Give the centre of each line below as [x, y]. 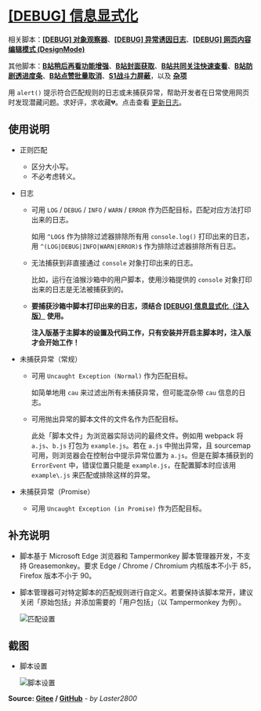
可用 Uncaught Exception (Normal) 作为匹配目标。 [111, 376]
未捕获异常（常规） [51, 359]
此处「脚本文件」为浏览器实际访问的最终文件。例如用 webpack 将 [137, 435]
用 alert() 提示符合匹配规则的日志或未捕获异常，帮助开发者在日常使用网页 [129, 92]
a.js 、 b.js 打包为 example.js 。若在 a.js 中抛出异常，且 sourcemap [141, 445]
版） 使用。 [49, 316]
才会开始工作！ [55, 342]
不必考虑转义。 [55, 176]
